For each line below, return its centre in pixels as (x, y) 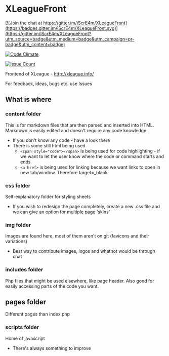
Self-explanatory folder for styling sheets (48, 196)
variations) (16, 242)
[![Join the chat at (24, 23)
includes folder (24, 270)
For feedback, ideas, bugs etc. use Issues (49, 84)
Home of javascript (25, 338)
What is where (29, 100)
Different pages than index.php (37, 314)
